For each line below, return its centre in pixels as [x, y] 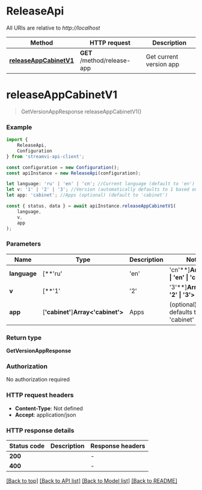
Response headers [118, 446]
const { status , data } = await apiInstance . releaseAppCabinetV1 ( [91, 206]
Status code [27, 446]
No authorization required [38, 380]
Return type [24, 337]
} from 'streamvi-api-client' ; [45, 156]
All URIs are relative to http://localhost [53, 28]
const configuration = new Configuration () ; [63, 167]
